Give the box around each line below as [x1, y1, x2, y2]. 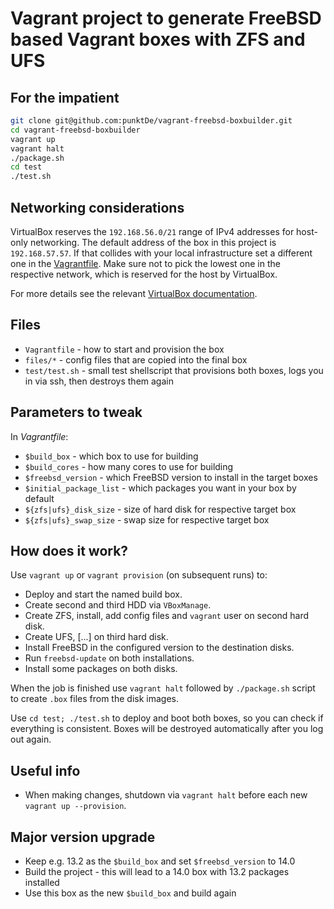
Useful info [10, 762, 81, 779]
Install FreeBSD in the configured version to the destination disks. [24, 642, 295, 654]
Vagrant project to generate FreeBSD [10, 7, 322, 30]
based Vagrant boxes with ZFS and [10, 28, 306, 51]
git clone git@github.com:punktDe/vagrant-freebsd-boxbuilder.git [10, 116, 293, 126]
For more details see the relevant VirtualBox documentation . [10, 287, 258, 299]
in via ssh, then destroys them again [24, 375, 174, 387]
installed [24, 877, 60, 888]
